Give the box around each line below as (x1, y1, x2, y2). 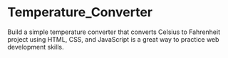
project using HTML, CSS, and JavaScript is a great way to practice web (7, 35, 219, 43)
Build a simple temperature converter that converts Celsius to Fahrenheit (7, 28, 221, 36)
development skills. (7, 42, 64, 51)
